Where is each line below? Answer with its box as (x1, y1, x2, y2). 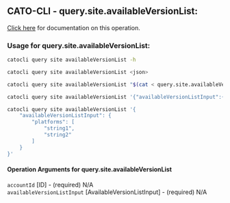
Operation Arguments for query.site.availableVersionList (7, 165, 172, 174)
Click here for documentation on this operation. (7, 23, 140, 32)
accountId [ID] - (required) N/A (7, 180, 94, 189)
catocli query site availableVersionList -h (7, 56, 136, 64)
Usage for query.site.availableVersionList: (7, 40, 151, 50)
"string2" (43, 132, 72, 139)
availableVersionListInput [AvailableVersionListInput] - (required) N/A (7, 188, 207, 196)
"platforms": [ (31, 119, 75, 126)
